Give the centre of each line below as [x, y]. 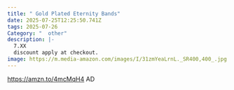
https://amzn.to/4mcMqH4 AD [51, 79]
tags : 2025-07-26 [33, 27]
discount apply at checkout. [56, 53]
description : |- [31, 40]
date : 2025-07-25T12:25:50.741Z [54, 20]
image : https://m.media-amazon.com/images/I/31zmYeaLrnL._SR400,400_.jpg [117, 59]
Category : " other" [37, 33]
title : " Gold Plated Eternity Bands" [64, 14]
